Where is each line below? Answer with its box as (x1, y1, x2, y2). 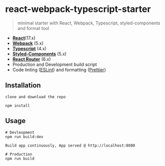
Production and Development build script (12, 61, 97, 67)
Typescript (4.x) (12, 45, 46, 51)
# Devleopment (5, 130, 35, 135)
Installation (5, 81, 41, 90)
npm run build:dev (5, 134, 43, 139)
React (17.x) (12, 35, 36, 41)
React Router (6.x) (12, 56, 51, 62)
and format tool (17, 25, 49, 31)
